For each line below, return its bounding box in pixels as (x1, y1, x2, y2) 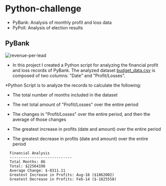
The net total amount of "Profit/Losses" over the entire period (12, 101, 139, 107)
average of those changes (12, 116, 66, 122)
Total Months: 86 (9, 159, 46, 164)
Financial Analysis (9, 150, 50, 156)
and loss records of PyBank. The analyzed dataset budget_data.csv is (12, 67, 156, 73)
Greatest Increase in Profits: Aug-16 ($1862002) (9, 172, 114, 177)
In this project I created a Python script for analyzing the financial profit (12, 62, 159, 68)
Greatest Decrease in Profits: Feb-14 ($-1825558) (9, 177, 117, 182)
